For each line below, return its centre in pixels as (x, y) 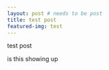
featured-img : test (35, 26)
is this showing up (33, 59)
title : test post (32, 20)
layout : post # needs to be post (55, 13)
